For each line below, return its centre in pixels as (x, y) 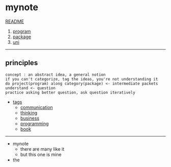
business (30, 118)
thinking (29, 113)
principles (22, 63)
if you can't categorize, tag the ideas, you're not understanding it (82, 79)
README (15, 21)
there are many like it (42, 149)
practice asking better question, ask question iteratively (70, 92)
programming (35, 123)
